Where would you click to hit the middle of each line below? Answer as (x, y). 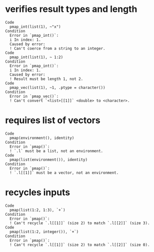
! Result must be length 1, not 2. (46, 79)
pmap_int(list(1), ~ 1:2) (37, 57)
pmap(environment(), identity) (42, 138)
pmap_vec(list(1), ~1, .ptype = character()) (58, 87)
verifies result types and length (71, 9)
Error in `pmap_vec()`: (34, 96)
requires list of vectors (53, 121)
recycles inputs (38, 193)
